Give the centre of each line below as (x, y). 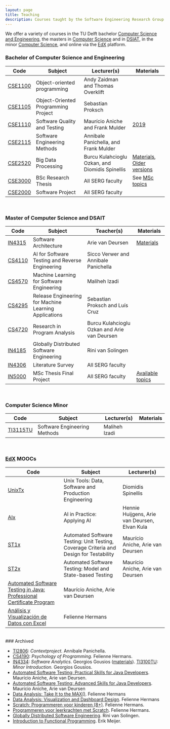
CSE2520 (19, 163)
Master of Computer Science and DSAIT (55, 217)
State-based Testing (88, 575)
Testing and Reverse (57, 260)
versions (142, 169)
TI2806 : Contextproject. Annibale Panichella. (59, 651)
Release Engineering (57, 296)
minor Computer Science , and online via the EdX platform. (66, 45)
